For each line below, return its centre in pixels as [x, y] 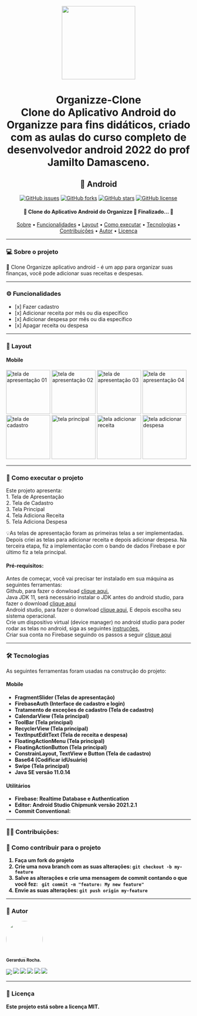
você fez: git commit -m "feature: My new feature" [79, 884]
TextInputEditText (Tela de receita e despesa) [71, 735]
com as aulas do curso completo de [98, 138]
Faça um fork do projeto [44, 860]
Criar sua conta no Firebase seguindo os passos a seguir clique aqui [89, 635]
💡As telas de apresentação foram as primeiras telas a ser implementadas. [95, 533]
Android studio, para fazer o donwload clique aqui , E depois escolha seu [94, 610]
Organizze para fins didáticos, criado [98, 125]
